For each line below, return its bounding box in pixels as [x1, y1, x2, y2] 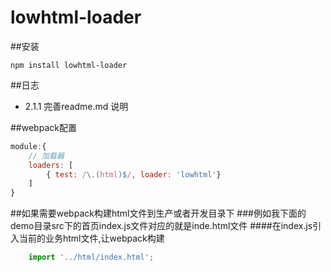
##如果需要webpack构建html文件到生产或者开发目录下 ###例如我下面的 [10, 207, 307, 220]
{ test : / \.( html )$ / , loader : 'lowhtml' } [46, 169, 222, 180]
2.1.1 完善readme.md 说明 [24, 100, 129, 112]
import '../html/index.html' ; [28, 252, 155, 263]
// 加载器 [28, 151, 65, 161]
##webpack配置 [10, 121, 77, 133]
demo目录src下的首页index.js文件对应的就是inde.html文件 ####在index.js [10, 220, 313, 232]
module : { [10, 141, 47, 151]
